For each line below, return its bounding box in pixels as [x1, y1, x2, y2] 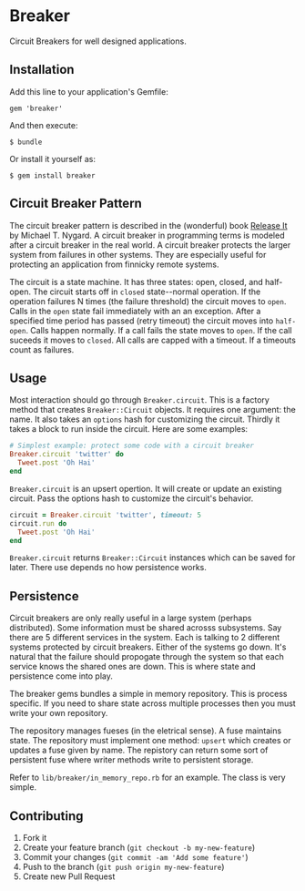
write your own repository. [9, 708, 108, 719]
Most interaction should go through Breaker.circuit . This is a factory [9, 394, 270, 405]
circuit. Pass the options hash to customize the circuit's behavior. [9, 493, 254, 504]
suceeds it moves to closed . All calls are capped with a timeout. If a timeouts [9, 334, 296, 345]
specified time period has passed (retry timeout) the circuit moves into [9, 315, 274, 326]
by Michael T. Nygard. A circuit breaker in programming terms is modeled [9, 230, 285, 241]
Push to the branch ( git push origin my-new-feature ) [22, 862, 225, 872]
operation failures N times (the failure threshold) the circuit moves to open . [9, 295, 287, 306]
